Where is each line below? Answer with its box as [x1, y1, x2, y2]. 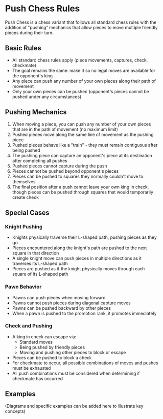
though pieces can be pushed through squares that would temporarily [12, 189, 153, 195]
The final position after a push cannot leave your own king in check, [12, 184, 149, 190]
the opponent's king [12, 72, 53, 79]
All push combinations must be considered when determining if [12, 370, 140, 376]
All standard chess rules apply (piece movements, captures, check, [12, 57, 148, 63]
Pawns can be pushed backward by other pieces [12, 305, 111, 311]
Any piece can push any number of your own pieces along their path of [12, 78, 156, 84]
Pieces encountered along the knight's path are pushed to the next [12, 245, 147, 251]
